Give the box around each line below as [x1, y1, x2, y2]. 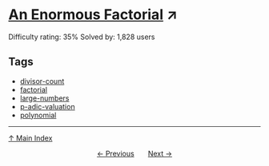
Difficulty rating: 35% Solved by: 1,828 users [8, 32, 155, 41]
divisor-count [19, 76, 65, 85]
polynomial [19, 110, 57, 120]
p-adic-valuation [19, 101, 75, 111]
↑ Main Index [8, 133, 53, 143]
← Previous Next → [96, 148, 173, 158]
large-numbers [19, 93, 70, 103]
